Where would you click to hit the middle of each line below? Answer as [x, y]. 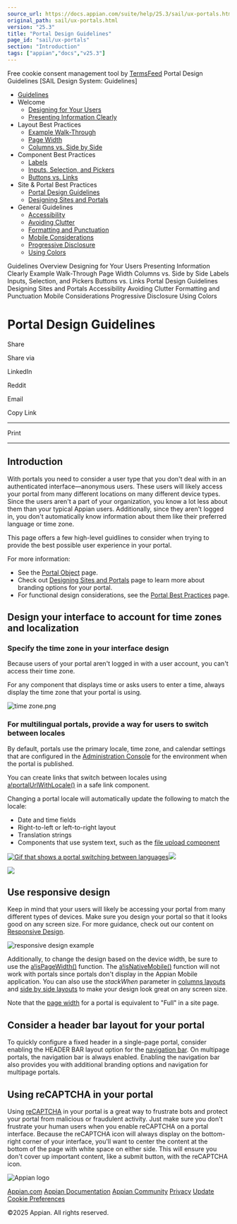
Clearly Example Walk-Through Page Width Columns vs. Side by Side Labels [118, 273]
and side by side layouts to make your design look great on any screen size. [117, 989]
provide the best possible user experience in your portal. [90, 545]
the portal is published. [41, 763]
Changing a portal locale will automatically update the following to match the [119, 799]
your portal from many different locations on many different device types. [114, 494]
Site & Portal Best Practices [57, 184]
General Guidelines [45, 207]
